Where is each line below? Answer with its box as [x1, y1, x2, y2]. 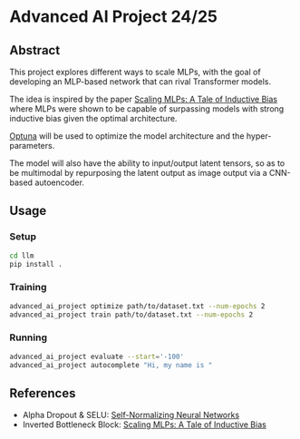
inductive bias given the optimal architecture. [9, 113, 178, 123]
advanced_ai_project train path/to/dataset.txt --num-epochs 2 [9, 310, 254, 319]
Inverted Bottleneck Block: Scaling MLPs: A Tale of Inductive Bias [22, 419, 267, 430]
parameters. [9, 141, 55, 151]
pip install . [9, 259, 63, 268]
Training [9, 281, 47, 294]
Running [9, 331, 48, 344]
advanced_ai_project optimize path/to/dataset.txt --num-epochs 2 [9, 301, 266, 310]
